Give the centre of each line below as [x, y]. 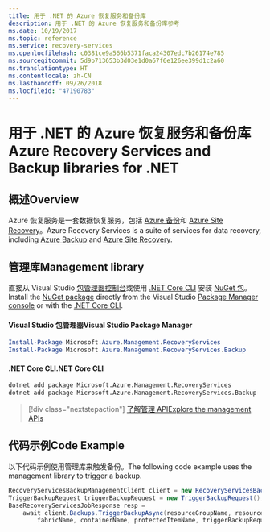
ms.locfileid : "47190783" [51, 91]
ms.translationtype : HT [48, 69]
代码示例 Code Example [66, 445]
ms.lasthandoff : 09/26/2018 [55, 83]
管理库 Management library [76, 267]
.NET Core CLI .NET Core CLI [56, 368]
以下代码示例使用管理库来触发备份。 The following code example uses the [130, 466]
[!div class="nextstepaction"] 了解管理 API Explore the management [139, 409]
